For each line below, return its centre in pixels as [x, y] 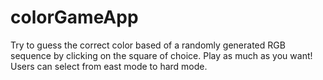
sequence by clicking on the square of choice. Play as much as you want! [161, 55]
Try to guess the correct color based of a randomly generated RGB [148, 45]
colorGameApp [74, 17]
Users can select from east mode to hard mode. [109, 66]
